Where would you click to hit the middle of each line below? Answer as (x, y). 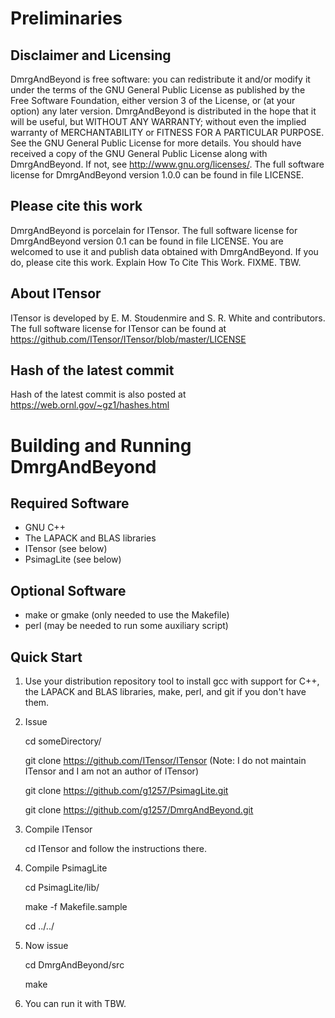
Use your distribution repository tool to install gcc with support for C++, (172, 681)
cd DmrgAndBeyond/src (74, 965)
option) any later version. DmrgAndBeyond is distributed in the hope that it (163, 111)
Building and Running (101, 445)
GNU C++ (45, 528)
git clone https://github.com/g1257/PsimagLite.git (126, 791)
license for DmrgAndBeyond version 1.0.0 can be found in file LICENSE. (157, 175)
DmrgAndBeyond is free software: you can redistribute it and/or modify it (160, 79)
